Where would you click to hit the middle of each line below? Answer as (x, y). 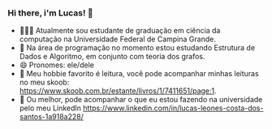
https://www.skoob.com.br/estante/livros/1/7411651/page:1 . (118, 91)
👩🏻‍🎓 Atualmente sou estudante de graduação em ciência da (120, 31)
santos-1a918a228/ (52, 117)
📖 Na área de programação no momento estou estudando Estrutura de (137, 48)
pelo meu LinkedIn (50, 108)
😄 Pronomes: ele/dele (57, 65)
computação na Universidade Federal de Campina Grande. (117, 39)
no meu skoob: (44, 82)
